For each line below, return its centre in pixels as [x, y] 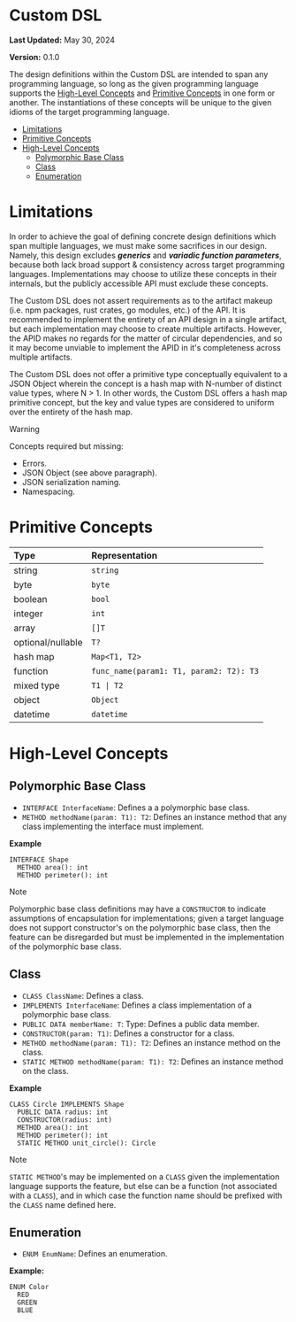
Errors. [34, 463]
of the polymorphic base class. [65, 946]
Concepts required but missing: [66, 446]
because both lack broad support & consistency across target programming [147, 264]
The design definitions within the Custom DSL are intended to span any [139, 74]
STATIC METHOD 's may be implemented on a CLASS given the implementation [144, 1176]
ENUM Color [29, 1287]
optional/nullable [48, 642]
